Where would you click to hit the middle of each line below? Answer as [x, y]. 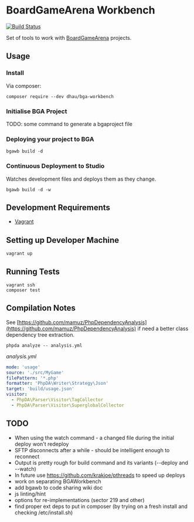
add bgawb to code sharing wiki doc [59, 487]
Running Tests [33, 271]
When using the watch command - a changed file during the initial [94, 438]
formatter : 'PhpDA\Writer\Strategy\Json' [57, 384]
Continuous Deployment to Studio [55, 166]
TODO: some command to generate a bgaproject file [69, 124]
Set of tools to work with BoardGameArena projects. [69, 38]
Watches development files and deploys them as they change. [81, 179]
